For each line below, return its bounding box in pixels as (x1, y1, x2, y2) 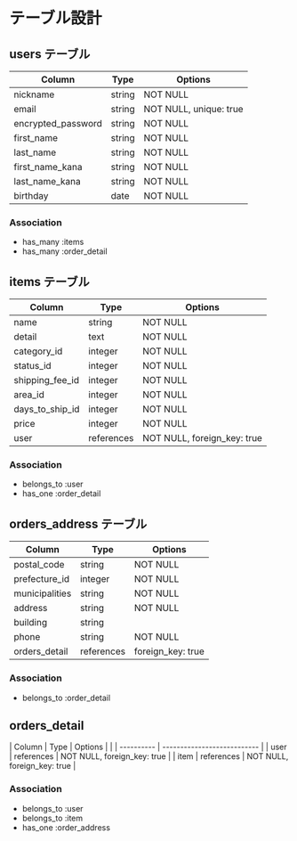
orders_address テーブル (9, 516, 148, 531)
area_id (13, 388, 44, 401)
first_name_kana (13, 161, 83, 173)
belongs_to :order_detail (21, 692, 111, 703)
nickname (13, 88, 55, 101)
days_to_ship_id (13, 403, 80, 415)
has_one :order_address (21, 821, 111, 833)
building (13, 616, 47, 629)
